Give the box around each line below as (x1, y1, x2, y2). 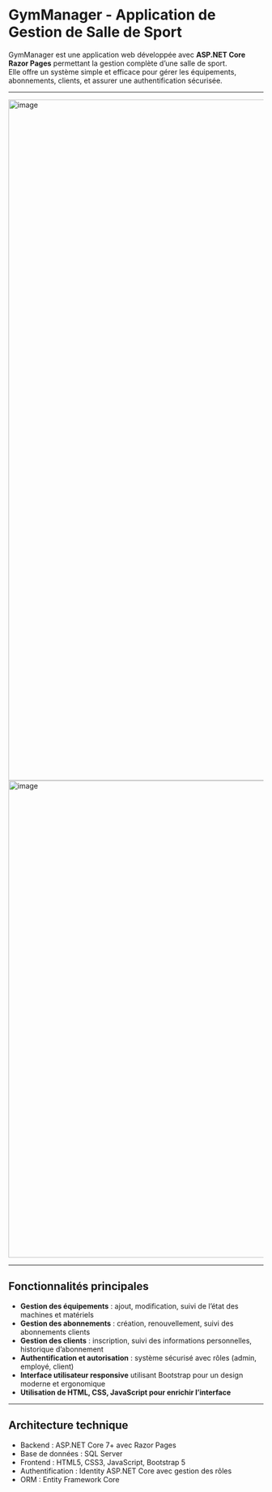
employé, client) (19, 1361, 74, 1371)
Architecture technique (8, 1418, 129, 1433)
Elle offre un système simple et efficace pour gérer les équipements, (8, 67, 237, 76)
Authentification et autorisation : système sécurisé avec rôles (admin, (19, 1352, 257, 1362)
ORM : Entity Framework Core (19, 1474, 120, 1484)
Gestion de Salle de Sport (8, 23, 182, 41)
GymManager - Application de (8, 6, 216, 24)
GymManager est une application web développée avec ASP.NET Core (8, 49, 246, 59)
